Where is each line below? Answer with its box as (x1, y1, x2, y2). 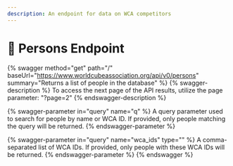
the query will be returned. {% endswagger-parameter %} (7, 122, 176, 130)
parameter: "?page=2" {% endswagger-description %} (7, 93, 167, 102)
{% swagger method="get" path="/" (7, 64, 113, 72)
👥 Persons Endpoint (7, 40, 125, 56)
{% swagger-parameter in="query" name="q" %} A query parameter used (7, 106, 223, 116)
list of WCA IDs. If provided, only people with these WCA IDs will (38, 143, 225, 151)
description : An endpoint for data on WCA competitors (7, 10, 172, 18)
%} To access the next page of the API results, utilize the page (42, 85, 223, 95)
